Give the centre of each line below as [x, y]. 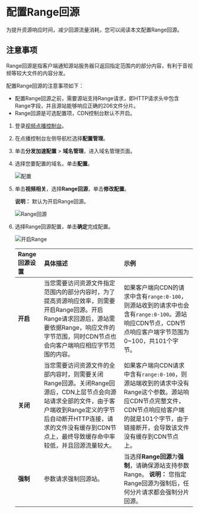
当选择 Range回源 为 [151, 456]
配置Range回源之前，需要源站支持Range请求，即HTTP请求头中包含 [97, 98]
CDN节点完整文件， [157, 401]
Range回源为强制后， [153, 483]
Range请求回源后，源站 [76, 318]
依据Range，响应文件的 [82, 327]
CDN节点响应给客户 [151, 410]
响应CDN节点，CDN [152, 323]
